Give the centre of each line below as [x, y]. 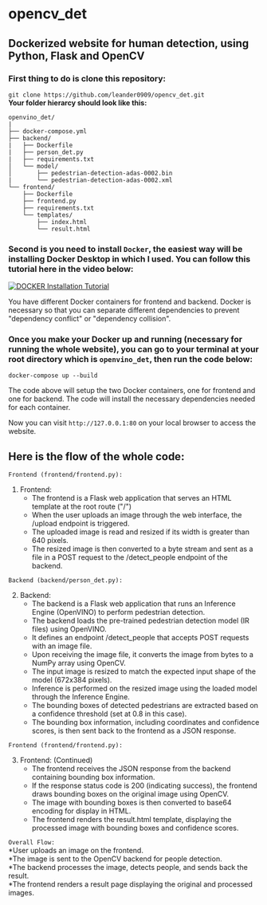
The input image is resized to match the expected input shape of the [144, 671]
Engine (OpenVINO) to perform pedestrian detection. [118, 612]
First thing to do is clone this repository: [87, 78]
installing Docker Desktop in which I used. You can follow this [130, 258]
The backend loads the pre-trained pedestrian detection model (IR [140, 621]
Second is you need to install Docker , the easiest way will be [126, 249]
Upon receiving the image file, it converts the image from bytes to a [142, 655]
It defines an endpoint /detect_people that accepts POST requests [140, 638]
